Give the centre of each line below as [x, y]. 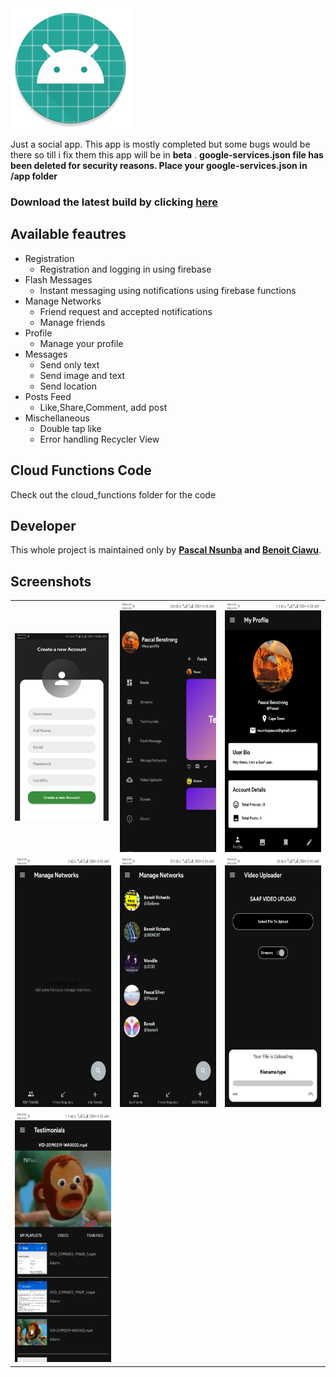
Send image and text [82, 375]
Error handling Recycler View [99, 439]
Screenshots [51, 581]
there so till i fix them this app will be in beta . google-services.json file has [167, 155]
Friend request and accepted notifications [126, 311]
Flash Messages [58, 279]
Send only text [69, 364]
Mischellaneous [57, 418]
